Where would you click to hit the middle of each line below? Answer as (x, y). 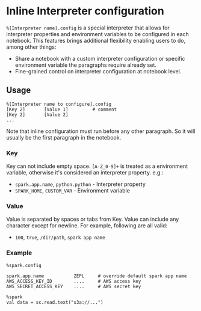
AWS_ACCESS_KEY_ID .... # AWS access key (74, 281)
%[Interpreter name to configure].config (59, 104)
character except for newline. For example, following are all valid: (87, 226)
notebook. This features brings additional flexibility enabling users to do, (96, 40)
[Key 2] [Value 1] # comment (62, 109)
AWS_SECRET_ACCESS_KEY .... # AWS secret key (74, 286)
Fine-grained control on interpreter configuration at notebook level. (98, 71)
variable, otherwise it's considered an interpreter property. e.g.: (85, 173)
